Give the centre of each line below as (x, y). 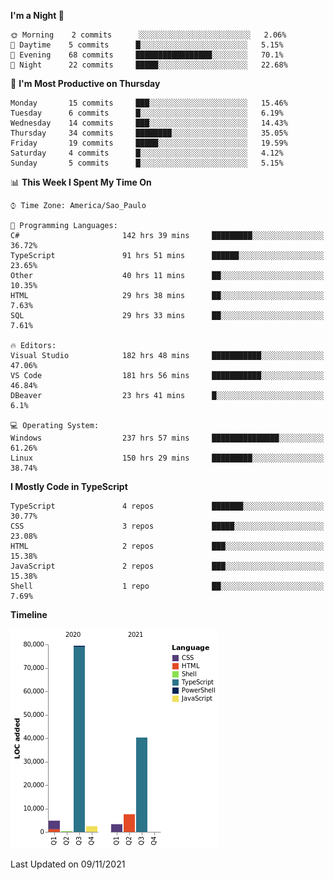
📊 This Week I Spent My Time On (81, 182)
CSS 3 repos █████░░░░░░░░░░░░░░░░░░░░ (167, 526)
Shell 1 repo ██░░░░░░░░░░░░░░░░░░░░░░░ (167, 586)
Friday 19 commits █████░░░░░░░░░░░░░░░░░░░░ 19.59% (149, 143)
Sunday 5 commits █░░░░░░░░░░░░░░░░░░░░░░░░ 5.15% (147, 163)
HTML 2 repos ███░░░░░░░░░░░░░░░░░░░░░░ (167, 546)
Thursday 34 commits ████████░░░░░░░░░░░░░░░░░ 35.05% (149, 133)
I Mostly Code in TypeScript (69, 486)
